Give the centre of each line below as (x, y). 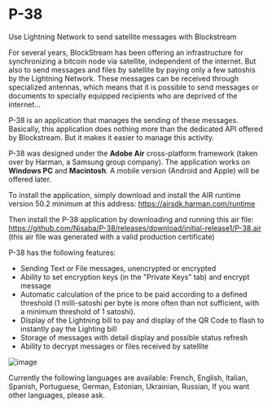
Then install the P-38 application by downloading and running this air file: (131, 219)
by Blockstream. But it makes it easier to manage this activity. (111, 137)
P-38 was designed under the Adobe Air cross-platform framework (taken (133, 153)
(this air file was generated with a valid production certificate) (112, 236)
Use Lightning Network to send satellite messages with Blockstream (123, 37)
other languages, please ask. (57, 395)
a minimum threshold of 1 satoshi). (78, 311)
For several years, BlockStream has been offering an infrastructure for (126, 52)
